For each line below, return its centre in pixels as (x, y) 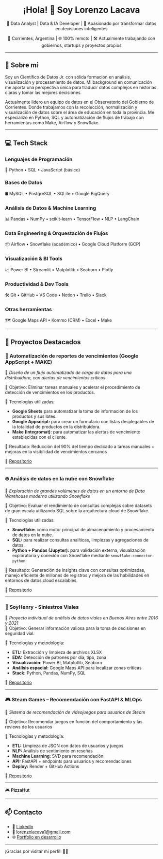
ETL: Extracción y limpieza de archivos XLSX (57, 652)
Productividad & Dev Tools (37, 284)
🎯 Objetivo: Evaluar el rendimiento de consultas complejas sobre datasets (79, 505)
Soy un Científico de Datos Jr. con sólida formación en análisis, (68, 77)
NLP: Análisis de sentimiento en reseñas (52, 751)
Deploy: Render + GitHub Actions (45, 766)
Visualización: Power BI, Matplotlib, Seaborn (57, 662)
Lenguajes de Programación (39, 159)
